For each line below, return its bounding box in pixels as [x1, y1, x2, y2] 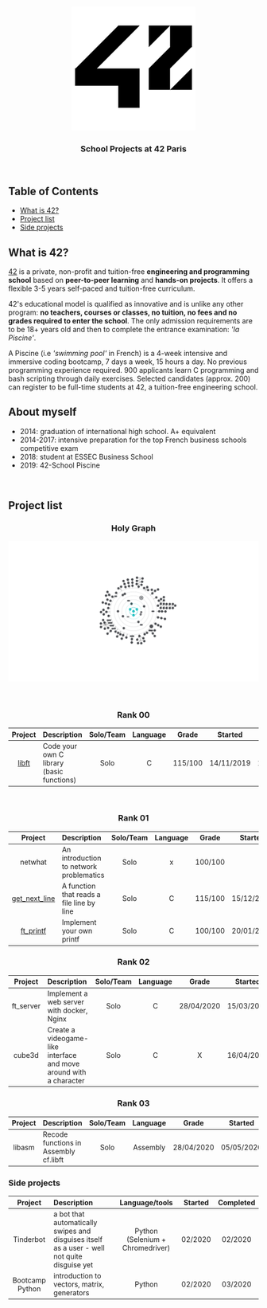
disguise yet [53, 1259, 94, 1269]
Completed [218, 1197, 256, 1207]
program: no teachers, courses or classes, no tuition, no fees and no [8, 307, 238, 317]
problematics [61, 870, 105, 879]
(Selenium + [126, 1234, 167, 1244]
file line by [61, 898, 95, 907]
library [42, 758, 64, 767]
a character [47, 1075, 85, 1085]
